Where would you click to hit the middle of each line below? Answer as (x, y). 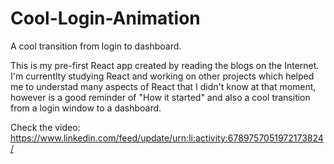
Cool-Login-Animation (105, 18)
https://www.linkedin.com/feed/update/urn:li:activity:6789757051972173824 (167, 138)
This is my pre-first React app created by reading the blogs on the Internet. (165, 65)
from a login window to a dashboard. (86, 108)
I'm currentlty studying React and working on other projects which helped (162, 76)
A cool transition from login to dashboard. (96, 46)
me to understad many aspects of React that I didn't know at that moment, (163, 86)
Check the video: (45, 127)
